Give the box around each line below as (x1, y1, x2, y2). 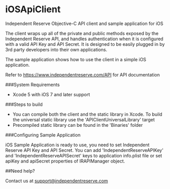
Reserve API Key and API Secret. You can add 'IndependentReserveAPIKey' (5, 147, 164, 153)
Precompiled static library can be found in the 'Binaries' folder (12, 122, 143, 128)
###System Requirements (5, 82, 60, 88)
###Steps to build (5, 101, 43, 107)
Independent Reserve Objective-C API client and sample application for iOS (5, 20, 164, 26)
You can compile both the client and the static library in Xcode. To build (12, 111, 163, 117)
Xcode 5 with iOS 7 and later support (12, 91, 90, 97)
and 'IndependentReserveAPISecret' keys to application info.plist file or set (5, 152, 162, 158)
